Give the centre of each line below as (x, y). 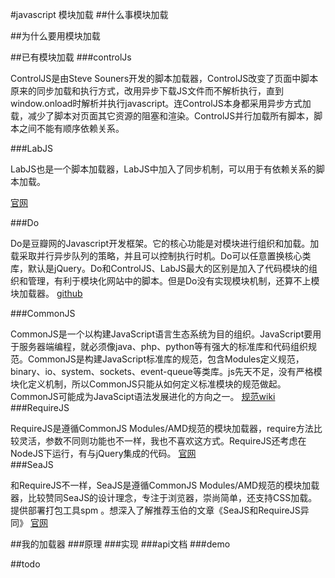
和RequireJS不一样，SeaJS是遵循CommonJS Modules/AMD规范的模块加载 (165, 485)
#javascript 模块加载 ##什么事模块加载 (89, 14)
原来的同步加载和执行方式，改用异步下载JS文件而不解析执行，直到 (147, 91)
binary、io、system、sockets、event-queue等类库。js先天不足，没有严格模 (166, 371)
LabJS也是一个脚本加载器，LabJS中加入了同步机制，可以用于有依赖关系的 (163, 169)
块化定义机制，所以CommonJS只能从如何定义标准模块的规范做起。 (148, 384)
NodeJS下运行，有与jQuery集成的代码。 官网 (103, 453)
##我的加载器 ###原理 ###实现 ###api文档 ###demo (120, 544)
